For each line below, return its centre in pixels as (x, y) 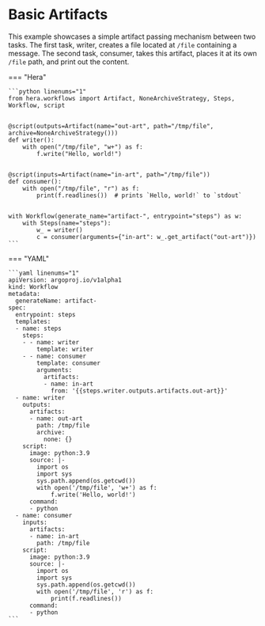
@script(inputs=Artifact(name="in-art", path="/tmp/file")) (110, 175)
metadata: (25, 294)
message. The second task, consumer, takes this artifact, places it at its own (132, 53)
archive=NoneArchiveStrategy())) (63, 133)
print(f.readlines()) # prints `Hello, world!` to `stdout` (140, 195)
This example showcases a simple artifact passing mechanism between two (132, 36)
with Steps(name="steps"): (67, 223)
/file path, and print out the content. (69, 62)
